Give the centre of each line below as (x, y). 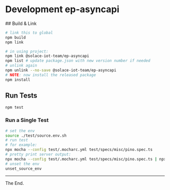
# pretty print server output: (38, 154)
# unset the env (22, 164)
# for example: (21, 145)
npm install (18, 80)
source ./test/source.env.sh (36, 136)
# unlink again (21, 66)
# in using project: (27, 51)
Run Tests (21, 96)
